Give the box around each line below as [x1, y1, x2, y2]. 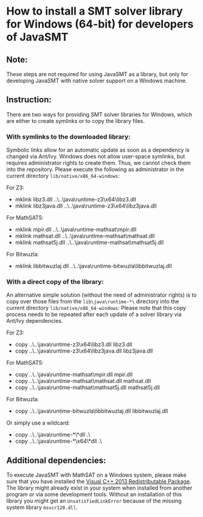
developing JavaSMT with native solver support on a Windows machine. [6, 77, 187, 84]
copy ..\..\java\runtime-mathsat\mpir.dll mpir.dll [15, 371, 132, 378]
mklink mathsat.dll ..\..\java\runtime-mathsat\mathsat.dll [15, 233, 155, 240]
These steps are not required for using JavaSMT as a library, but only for [6, 71, 188, 77]
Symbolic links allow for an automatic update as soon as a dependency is [6, 146, 190, 153]
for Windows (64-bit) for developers [6, 17, 194, 31]
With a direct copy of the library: [6, 278, 105, 286]
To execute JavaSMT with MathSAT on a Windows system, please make [6, 471, 187, 479]
